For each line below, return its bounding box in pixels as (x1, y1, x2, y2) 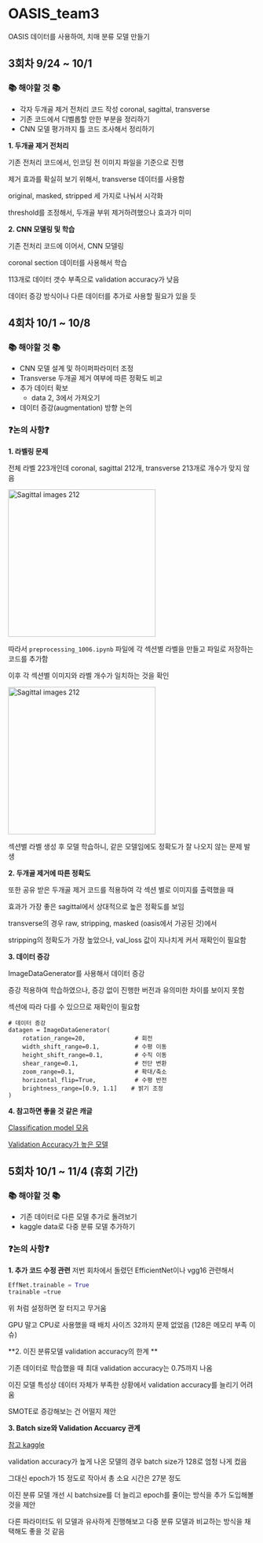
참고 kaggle (8, 1440, 45, 1449)
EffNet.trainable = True (8, 1281, 89, 1289)
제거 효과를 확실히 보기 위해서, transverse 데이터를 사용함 (8, 174, 185, 183)
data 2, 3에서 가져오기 (31, 393, 100, 403)
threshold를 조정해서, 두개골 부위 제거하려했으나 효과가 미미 (8, 208, 192, 217)
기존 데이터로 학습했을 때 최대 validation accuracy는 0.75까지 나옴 (8, 1364, 214, 1373)
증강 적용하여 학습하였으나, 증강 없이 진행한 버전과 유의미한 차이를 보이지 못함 (8, 985, 245, 995)
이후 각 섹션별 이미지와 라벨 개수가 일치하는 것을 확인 (8, 670, 170, 680)
